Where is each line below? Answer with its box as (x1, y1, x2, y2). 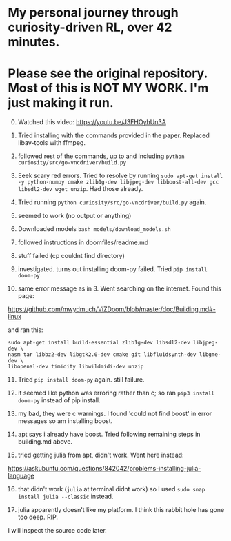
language (8, 471, 34, 480)
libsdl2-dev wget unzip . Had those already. (17, 185, 143, 193)
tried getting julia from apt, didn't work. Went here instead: (17, 451, 185, 460)
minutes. (8, 35, 60, 50)
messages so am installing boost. (17, 417, 113, 425)
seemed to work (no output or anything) (17, 212, 132, 220)
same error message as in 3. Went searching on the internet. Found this (17, 284, 221, 293)
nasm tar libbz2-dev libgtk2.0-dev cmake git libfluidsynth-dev (8, 351, 197, 358)
